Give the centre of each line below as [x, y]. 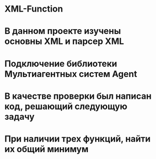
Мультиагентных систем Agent [71, 74]
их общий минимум [47, 149]
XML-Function [34, 9]
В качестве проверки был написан [78, 96]
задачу [20, 117]
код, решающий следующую [66, 106]
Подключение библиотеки [61, 64]
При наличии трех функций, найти [78, 139]
